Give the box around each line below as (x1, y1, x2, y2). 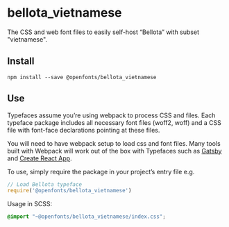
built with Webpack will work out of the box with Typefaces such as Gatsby (7, 146, 222, 155)
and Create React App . (7, 154, 72, 162)
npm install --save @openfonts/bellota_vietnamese (7, 74, 157, 81)
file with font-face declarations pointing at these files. (7, 126, 160, 134)
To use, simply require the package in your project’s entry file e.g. (7, 167, 195, 176)
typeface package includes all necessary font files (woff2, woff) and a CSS (7, 118, 222, 126)
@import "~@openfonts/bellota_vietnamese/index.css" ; (7, 213, 167, 220)
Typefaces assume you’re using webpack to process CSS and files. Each (7, 111, 216, 119)
